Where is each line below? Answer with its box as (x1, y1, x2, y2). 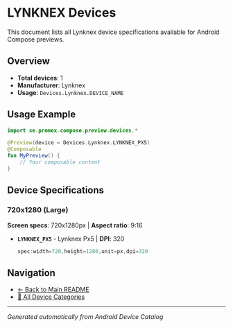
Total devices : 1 (17, 74, 64, 82)
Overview (7, 55, 51, 67)
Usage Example (7, 109, 76, 121)
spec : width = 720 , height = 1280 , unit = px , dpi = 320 (17, 248, 148, 254)
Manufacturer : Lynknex (17, 81, 85, 89)
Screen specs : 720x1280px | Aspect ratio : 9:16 (7, 221, 143, 230)
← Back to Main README (17, 286, 89, 294)
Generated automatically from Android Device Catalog (7, 313, 164, 321)
